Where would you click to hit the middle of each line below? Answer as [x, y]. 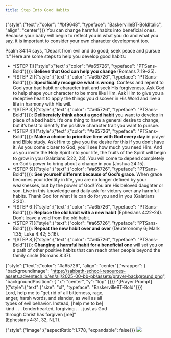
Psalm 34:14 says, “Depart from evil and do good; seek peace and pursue [83, 50]
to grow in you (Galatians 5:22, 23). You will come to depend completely [89, 158]
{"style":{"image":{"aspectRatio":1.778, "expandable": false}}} [70, 330]
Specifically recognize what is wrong [74, 82]
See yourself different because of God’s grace [84, 174]
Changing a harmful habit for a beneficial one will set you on [99, 245]
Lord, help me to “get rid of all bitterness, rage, [54, 292]
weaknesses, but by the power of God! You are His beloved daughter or [88, 185]
